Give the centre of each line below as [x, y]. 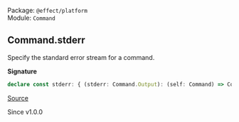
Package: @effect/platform [47, 10]
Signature [22, 71]
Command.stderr [46, 40]
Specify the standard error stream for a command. [81, 57]
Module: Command [31, 18]
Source [18, 98]
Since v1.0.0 [25, 112]
